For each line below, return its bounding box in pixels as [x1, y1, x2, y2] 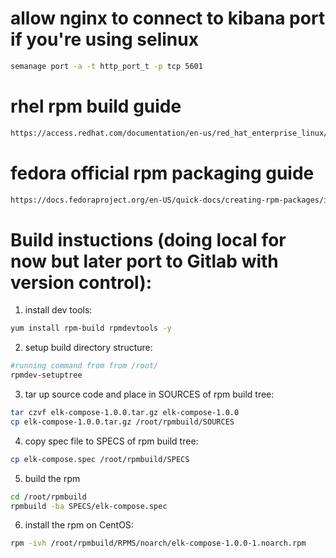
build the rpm [24, 472, 81, 484]
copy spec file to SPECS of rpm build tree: [24, 435, 199, 447]
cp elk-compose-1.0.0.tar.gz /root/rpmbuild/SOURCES [10, 417, 235, 427]
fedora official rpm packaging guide [10, 162, 315, 184]
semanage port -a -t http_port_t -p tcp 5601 [10, 61, 203, 71]
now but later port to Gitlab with [10, 250, 279, 272]
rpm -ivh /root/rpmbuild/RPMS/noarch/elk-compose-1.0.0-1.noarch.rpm [10, 538, 307, 549]
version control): [10, 271, 153, 294]
